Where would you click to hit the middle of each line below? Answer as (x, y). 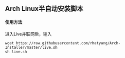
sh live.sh (16, 52)
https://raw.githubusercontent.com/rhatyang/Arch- (68, 43)
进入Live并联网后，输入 (28, 34)
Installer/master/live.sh (31, 47)
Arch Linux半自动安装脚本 (44, 9)
